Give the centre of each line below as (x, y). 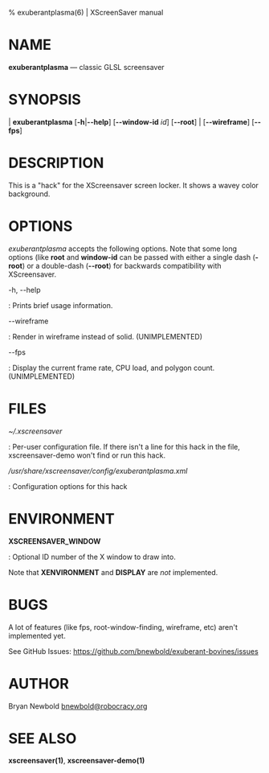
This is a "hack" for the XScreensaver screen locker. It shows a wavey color (134, 185)
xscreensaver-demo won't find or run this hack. (87, 455)
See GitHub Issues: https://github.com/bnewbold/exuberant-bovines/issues (133, 651)
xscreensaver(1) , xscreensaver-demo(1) (77, 761)
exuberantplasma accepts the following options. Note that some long (123, 249)
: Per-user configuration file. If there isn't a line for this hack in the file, (124, 446)
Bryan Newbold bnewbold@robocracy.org (78, 706)
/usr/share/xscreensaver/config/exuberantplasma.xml (98, 471)
